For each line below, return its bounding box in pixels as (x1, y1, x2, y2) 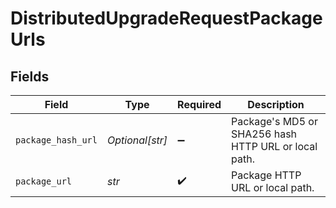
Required (177, 98, 222, 111)
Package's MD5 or (231, 115, 318, 128)
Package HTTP (231, 168, 302, 182)
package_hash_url (15, 135, 98, 146)
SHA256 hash (231, 127, 298, 141)
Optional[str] (106, 133, 168, 147)
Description (247, 98, 305, 111)
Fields (10, 68, 50, 85)
